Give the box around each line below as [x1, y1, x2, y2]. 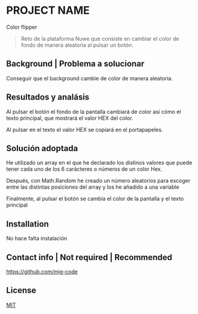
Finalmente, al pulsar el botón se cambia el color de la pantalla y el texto [6, 195, 184, 203]
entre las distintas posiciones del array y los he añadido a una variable [6, 183, 179, 191]
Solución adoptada [6, 143, 78, 153]
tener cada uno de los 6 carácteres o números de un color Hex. [6, 165, 163, 173]
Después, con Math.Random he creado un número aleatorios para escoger [6, 177, 190, 185]
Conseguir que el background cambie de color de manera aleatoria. [6, 74, 173, 81]
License [6, 285, 36, 295]
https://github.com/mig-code [6, 268, 78, 275]
